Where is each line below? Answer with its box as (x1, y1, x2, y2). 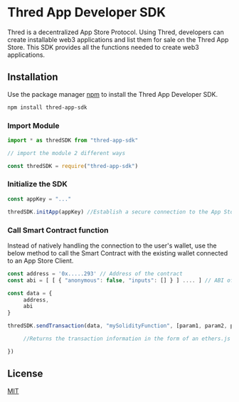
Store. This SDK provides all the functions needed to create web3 (7, 43, 199, 51)
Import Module (7, 120, 60, 130)
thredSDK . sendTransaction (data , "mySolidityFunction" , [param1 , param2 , (7, 322, 228, 329)
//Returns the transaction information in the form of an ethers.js (23, 335, 231, 342)
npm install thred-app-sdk (7, 104, 87, 111)
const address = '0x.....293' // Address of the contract (7, 270, 183, 277)
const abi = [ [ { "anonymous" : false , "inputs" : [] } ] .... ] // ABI (7, 277, 224, 284)
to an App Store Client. (7, 256, 74, 265)
